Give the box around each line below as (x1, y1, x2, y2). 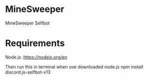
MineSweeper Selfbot (5, 20, 50, 26)
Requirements (5, 37, 65, 49)
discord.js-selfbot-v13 (5, 69, 51, 75)
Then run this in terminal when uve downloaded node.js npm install (5, 63, 143, 69)
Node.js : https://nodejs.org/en (5, 54, 67, 60)
